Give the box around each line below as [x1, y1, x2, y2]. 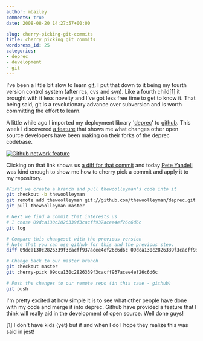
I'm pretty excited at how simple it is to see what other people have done [6, 297, 187, 304]
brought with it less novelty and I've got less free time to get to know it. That [6, 94, 196, 102]
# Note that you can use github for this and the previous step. [6, 241, 174, 248]
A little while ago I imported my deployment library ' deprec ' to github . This [6, 119, 191, 126]
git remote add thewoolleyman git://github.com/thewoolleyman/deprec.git [6, 197, 196, 203]
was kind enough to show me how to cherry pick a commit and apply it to [6, 167, 189, 175]
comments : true [6, 15, 45, 21]
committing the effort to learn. [6, 107, 81, 114]
